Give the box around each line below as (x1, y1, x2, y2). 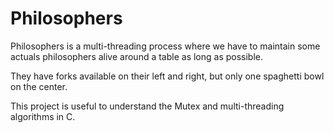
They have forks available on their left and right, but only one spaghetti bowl (10, 70, 325, 82)
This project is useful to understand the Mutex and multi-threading (10, 100, 285, 112)
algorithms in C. (10, 110, 76, 122)
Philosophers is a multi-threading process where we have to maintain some (10, 40, 321, 52)
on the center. (10, 80, 68, 92)
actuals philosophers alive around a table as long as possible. (10, 50, 264, 62)
